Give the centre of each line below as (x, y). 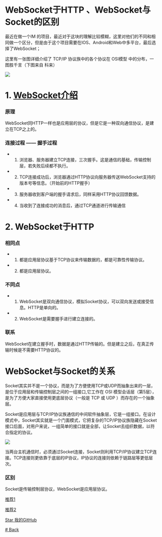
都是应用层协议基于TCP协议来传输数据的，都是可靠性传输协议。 (83, 260)
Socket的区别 (32, 22)
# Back (12, 530)
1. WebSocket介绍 (41, 95)
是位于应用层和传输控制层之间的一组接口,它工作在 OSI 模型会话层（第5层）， (81, 392)
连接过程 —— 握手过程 (31, 143)
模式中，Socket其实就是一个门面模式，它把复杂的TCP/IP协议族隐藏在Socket (81, 420)
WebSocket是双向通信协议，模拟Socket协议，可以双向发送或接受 (84, 301)
